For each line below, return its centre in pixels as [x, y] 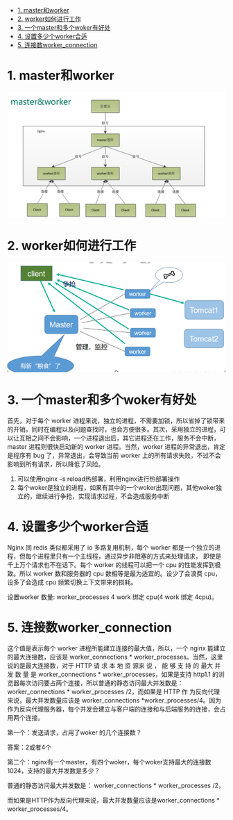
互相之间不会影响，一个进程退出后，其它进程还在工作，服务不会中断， [119, 438]
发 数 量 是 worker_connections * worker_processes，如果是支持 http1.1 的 [113, 674]
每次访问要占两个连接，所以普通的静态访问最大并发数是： [101, 682]
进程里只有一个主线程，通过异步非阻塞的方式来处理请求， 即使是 [129, 556]
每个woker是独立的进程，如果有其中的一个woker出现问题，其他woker [116, 488]
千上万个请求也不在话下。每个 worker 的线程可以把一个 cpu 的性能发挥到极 [114, 564]
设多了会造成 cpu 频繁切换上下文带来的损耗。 [72, 582]
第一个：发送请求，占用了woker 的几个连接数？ [75, 732]
